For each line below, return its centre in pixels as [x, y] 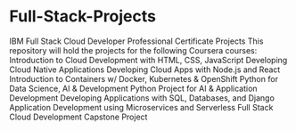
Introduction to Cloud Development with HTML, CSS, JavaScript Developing [148, 60]
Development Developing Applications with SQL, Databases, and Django [142, 98]
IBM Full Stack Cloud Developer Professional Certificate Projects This [136, 41]
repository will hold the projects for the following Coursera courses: [133, 50]
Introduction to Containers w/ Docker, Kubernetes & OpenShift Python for [144, 78]
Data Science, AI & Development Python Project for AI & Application [133, 88]
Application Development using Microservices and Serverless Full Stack [141, 107]
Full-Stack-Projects [82, 16]
